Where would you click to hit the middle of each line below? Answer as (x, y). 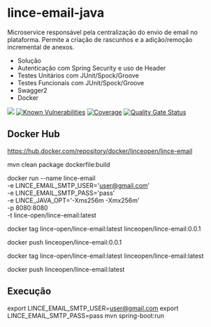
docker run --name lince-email (51, 178)
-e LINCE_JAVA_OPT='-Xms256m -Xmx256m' (73, 200)
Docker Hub (34, 134)
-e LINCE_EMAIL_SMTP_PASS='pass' (61, 193)
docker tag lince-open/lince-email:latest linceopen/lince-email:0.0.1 (104, 228)
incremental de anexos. (41, 47)
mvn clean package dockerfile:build (59, 164)
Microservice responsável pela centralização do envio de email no (102, 32)
